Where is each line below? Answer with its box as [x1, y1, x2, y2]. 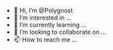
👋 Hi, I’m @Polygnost [13, 7, 73, 14]
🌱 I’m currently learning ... [13, 21, 87, 28]
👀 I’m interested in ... [13, 14, 72, 22]
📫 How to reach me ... [13, 36, 77, 43]
